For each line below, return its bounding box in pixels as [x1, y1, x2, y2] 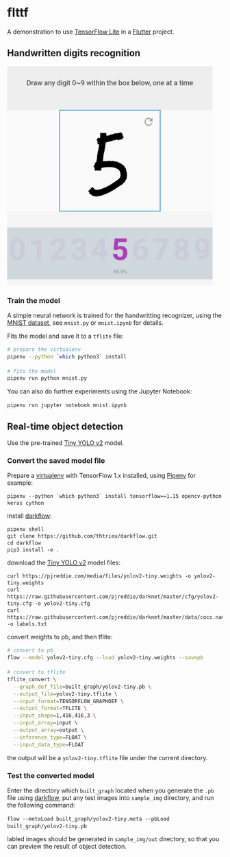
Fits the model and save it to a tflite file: [7, 332, 125, 340]
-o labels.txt [7, 621, 48, 628]
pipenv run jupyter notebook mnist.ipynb [7, 402, 127, 409]
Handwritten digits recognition [7, 47, 141, 59]
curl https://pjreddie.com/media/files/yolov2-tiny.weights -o [7, 573, 192, 580]
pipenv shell [7, 526, 44, 533]
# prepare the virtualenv [7, 345, 81, 353]
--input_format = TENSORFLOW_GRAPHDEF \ [13, 698, 125, 705]
